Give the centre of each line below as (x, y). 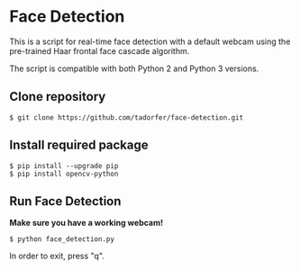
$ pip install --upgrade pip (64, 166)
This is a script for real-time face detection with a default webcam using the (150, 41)
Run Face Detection (65, 201)
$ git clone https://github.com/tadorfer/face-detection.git (127, 117)
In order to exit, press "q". (57, 256)
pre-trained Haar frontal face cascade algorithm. (100, 50)
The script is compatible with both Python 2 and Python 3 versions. (134, 68)
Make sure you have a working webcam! (86, 223)
